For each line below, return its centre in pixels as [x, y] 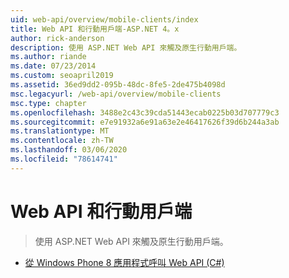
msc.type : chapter [48, 103]
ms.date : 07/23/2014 [53, 66]
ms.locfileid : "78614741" [64, 159]
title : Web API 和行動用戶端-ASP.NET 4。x [95, 29]
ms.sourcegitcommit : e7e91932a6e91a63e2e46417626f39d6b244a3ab [145, 122]
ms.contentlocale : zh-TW [62, 141]
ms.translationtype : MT [60, 131]
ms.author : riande [48, 57]
